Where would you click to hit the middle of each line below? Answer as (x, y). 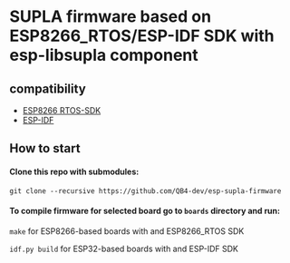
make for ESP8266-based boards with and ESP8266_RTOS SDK (127, 231)
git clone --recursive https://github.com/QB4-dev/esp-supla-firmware (145, 191)
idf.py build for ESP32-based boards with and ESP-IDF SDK (124, 248)
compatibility (48, 88)
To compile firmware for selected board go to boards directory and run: (145, 211)
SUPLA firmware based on (110, 17)
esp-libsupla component (104, 55)
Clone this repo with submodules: (74, 171)
